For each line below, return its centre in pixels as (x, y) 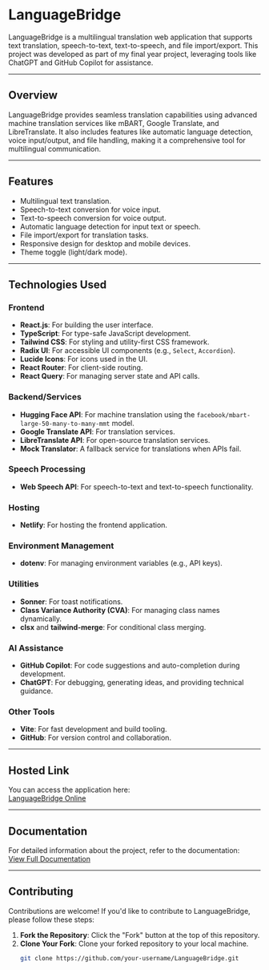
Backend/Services (45, 397)
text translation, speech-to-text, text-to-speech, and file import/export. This (133, 45)
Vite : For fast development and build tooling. (93, 729)
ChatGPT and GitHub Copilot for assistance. (81, 63)
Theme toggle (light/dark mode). (74, 252)
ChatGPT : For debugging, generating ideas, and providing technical (132, 683)
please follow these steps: (51, 919)
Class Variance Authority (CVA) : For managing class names (120, 610)
